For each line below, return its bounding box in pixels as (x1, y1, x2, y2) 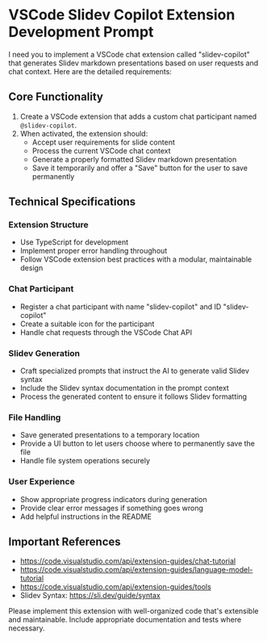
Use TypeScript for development (19, 237, 129, 247)
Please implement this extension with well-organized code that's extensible (8, 606, 259, 616)
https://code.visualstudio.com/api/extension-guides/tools (19, 582, 211, 592)
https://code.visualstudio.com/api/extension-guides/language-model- (19, 565, 253, 575)
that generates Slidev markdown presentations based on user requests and (8, 58, 259, 68)
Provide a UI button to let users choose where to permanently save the (19, 438, 256, 449)
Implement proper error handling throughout (19, 246, 168, 256)
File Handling (8, 412, 61, 423)
